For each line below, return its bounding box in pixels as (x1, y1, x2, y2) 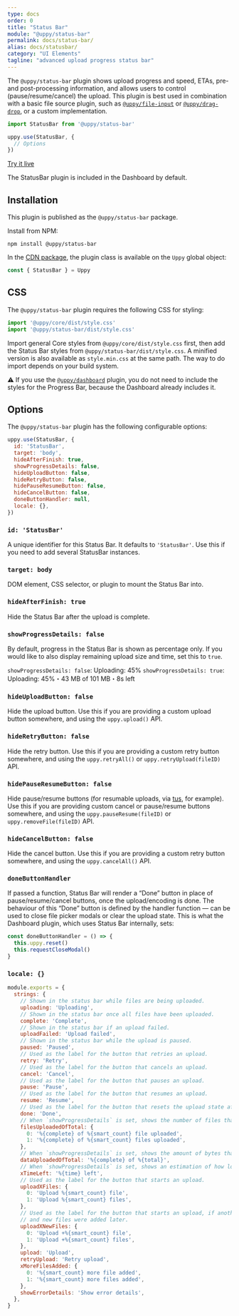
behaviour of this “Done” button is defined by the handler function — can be (7, 904, 231, 913)
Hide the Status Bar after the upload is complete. (7, 612, 150, 621)
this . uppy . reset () (14, 940, 69, 947)
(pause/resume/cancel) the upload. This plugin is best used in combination (7, 91, 228, 100)
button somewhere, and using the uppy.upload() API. (7, 714, 163, 724)
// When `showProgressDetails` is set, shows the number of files (20, 1116, 221, 1124)
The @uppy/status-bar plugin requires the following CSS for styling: (7, 305, 204, 314)
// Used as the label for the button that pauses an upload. (20, 1077, 205, 1084)
